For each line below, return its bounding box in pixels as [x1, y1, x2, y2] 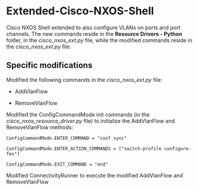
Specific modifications [6, 60, 93, 71]
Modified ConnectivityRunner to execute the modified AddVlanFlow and [6, 171, 184, 179]
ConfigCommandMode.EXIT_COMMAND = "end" [6, 161, 109, 167]
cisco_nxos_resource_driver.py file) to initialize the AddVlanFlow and [6, 117, 175, 124]
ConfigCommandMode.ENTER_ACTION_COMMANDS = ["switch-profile [6, 145, 162, 152]
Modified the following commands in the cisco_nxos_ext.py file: [6, 76, 163, 83]
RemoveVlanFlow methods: [6, 124, 74, 131]
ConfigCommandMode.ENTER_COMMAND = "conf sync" [6, 135, 127, 141]
